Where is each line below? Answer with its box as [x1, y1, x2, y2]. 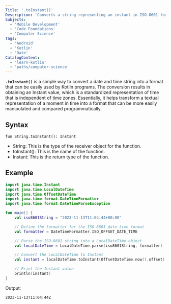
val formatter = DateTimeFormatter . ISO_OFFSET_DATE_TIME [14, 229, 138, 234]
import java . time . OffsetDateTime [5, 192, 76, 197]
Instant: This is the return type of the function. [12, 154, 109, 160]
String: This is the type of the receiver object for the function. [12, 143, 141, 149]
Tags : [5, 36, 17, 41]
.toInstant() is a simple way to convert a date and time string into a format [5, 79, 164, 85]
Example [5, 169, 34, 177]
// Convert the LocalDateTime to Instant [14, 252, 103, 258]
